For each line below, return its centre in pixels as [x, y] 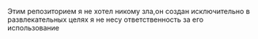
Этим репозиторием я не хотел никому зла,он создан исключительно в [129, 11]
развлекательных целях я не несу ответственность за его [105, 19]
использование [34, 28]
